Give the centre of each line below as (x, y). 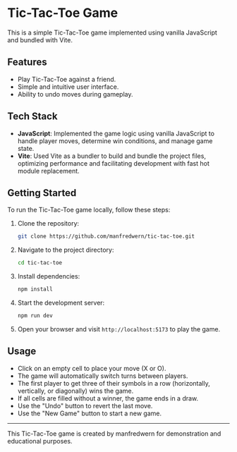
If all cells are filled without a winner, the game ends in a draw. (108, 398)
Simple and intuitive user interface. (68, 87)
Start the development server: (61, 303)
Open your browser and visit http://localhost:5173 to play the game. (119, 329)
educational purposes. (40, 441)
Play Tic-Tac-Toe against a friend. (67, 79)
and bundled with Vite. (40, 39)
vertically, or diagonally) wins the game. (75, 391)
